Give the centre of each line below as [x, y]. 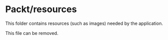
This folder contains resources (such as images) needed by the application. [84, 23]
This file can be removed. [32, 33]
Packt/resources [41, 9]
